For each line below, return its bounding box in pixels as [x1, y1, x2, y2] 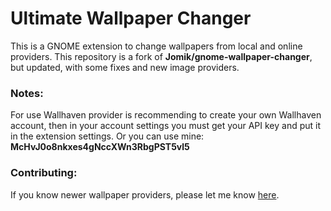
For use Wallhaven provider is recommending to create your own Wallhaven [10, 109, 322, 121]
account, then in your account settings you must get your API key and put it [10, 120, 322, 132]
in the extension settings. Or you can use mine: [10, 130, 205, 142]
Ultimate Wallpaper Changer [10, 7, 252, 30]
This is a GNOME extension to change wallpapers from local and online [10, 40, 303, 52]
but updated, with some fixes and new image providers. [10, 61, 240, 73]
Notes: [10, 86, 44, 100]
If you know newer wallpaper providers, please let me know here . [10, 188, 280, 201]
